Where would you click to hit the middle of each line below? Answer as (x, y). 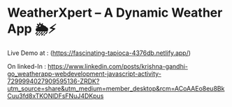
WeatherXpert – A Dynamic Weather (115, 13)
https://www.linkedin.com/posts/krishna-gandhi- (118, 66)
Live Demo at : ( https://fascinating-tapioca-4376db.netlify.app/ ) (99, 53)
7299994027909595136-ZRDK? (53, 81)
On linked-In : (27, 66)
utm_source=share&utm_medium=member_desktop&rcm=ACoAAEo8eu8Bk (116, 88)
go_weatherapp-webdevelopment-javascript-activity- (85, 74)
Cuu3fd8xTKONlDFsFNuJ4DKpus (56, 96)
